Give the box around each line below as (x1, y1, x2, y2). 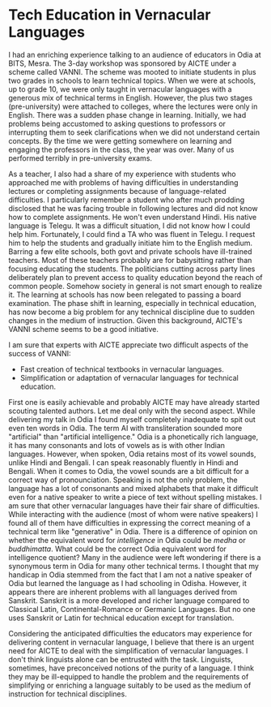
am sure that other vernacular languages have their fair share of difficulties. (8, 501, 260, 511)
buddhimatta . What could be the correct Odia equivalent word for (8, 544, 227, 554)
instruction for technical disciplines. (8, 688, 127, 699)
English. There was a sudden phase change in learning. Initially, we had (8, 110, 247, 119)
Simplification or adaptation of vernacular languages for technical (19, 373, 239, 382)
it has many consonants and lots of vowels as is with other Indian (8, 440, 225, 450)
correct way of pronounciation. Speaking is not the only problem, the (8, 475, 238, 485)
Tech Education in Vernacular (8, 6, 211, 24)
